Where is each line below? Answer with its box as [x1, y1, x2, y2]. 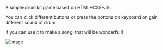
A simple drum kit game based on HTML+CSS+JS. [5, 5, 111, 10]
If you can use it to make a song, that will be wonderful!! [5, 29, 124, 35]
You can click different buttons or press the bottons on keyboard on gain [5, 14, 158, 20]
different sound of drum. [5, 20, 57, 25]
